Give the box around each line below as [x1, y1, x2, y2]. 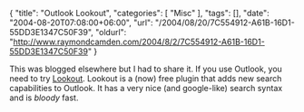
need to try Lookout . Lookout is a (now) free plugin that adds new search [9, 73, 282, 84]
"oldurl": [94, 27, 127, 37]
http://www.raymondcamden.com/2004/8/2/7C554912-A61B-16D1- [13, 36, 265, 47]
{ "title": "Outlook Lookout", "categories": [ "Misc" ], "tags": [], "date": [9, 8, 270, 18]
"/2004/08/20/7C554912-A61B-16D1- [154, 17, 295, 28]
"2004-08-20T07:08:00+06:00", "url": [9, 17, 153, 28]
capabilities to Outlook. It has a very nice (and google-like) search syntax [9, 83, 283, 93]
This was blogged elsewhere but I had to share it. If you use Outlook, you [9, 63, 283, 74]
